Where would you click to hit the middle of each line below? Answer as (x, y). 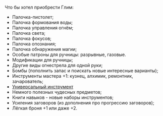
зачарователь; (28, 81)
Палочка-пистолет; (33, 17)
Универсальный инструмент (43, 87)
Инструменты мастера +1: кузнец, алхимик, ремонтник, (72, 76)
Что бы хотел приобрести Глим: (39, 7)
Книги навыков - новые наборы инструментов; (63, 97)
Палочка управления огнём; (43, 28)
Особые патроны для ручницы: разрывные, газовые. (69, 54)
